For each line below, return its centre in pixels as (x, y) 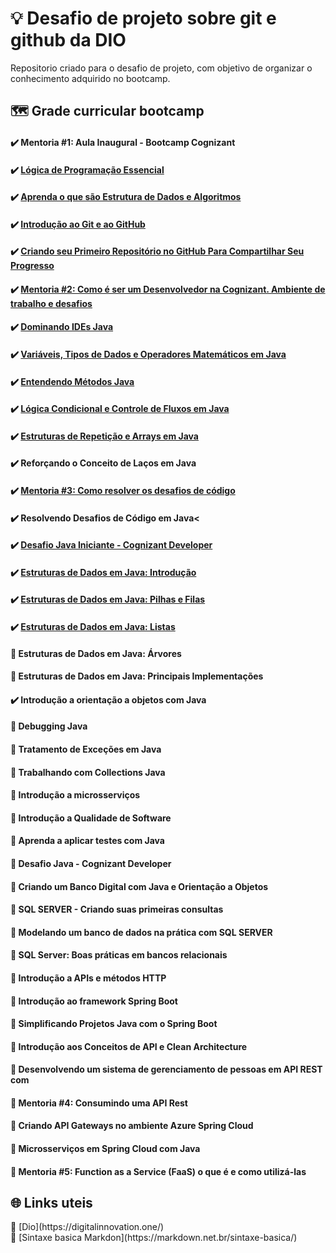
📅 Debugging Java (49, 726)
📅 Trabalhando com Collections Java (88, 772)
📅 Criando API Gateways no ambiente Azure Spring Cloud (132, 1126)
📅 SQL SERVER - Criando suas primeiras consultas (117, 909)
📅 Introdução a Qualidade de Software (91, 818)
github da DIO (68, 40)
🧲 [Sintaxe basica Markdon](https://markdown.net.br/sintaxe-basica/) (154, 1238)
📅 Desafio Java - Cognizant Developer (91, 863)
